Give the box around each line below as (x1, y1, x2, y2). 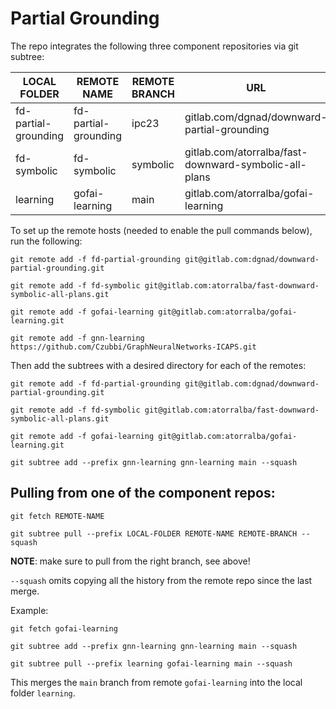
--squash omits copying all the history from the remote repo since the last (10, 574, 313, 586)
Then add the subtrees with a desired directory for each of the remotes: (10, 359, 307, 371)
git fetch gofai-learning (10, 623, 118, 634)
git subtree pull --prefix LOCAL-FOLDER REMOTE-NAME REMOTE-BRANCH (10, 528, 298, 539)
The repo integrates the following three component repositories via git (10, 40, 299, 52)
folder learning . (10, 687, 76, 699)
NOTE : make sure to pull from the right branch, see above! (10, 555, 251, 567)
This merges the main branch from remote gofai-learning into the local (10, 676, 303, 688)
